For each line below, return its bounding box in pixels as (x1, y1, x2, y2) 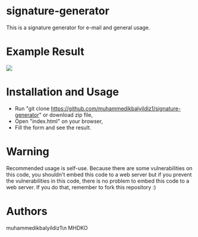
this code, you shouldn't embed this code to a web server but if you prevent (6, 171, 192, 178)
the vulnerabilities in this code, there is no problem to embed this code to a (6, 177, 190, 184)
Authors (6, 204, 48, 218)
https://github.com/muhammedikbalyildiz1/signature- (51, 104, 181, 112)
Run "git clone (14, 104, 50, 112)
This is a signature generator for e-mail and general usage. (6, 24, 150, 31)
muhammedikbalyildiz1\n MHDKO (6, 224, 88, 231)
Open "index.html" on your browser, (14, 118, 103, 125)
